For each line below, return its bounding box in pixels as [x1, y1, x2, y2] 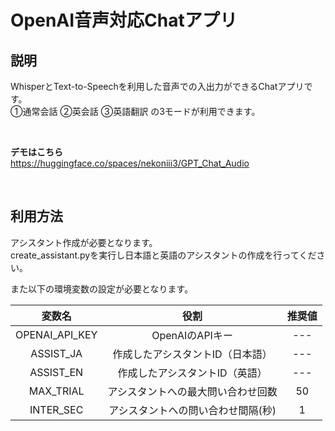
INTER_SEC [29, 402, 84, 416]
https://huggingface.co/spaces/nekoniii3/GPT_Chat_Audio [10, 157, 250, 169]
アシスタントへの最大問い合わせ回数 [107, 384, 278, 398]
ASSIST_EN [29, 365, 84, 379]
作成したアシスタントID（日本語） [112, 347, 273, 361]
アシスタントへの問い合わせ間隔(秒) [108, 403, 277, 417]
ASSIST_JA [30, 346, 83, 360]
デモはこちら [10, 146, 63, 158]
